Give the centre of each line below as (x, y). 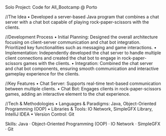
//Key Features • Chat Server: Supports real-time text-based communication (83, 83)
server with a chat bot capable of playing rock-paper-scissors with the (77, 22)
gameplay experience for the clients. (43, 74)
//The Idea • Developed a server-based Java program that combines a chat (82, 17)
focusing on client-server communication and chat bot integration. (73, 42)
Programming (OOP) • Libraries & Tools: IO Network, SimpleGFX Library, (79, 109)
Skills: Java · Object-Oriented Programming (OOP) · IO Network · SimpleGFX (83, 124)
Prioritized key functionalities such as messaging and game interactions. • (81, 47)
